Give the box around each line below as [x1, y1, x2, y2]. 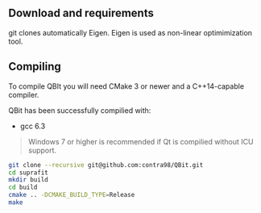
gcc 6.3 [19, 121, 46, 131]
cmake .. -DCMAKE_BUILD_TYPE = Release [8, 191, 135, 199]
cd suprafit [8, 169, 48, 177]
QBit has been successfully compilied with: [8, 105, 151, 115]
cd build [8, 183, 38, 192]
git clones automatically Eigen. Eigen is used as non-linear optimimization [8, 27, 252, 37]
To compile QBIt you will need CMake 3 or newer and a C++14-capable [8, 81, 244, 91]
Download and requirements [8, 6, 155, 20]
